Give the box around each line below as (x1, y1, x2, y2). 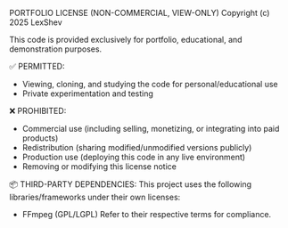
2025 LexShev (9, 17, 62, 28)
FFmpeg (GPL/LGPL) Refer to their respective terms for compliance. (21, 209, 272, 219)
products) (21, 133, 59, 143)
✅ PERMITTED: (9, 61, 65, 71)
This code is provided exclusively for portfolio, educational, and (9, 35, 243, 45)
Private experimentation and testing (21, 88, 154, 99)
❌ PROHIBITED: (9, 106, 67, 116)
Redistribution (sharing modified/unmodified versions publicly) (21, 142, 252, 152)
